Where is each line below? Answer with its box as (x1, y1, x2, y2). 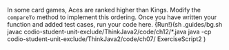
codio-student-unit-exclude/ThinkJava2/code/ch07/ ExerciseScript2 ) (7, 35, 206, 43)
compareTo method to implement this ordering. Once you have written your (7, 13, 217, 21)
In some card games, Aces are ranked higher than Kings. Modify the (7, 6, 201, 14)
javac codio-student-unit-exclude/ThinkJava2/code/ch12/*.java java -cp (7, 27, 212, 36)
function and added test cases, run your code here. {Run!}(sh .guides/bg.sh (7, 21, 223, 28)
